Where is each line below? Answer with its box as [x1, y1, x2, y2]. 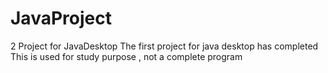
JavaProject [10, 7, 112, 30]
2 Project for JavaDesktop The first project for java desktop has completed [10, 40, 319, 52]
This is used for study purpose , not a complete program [10, 50, 243, 62]
